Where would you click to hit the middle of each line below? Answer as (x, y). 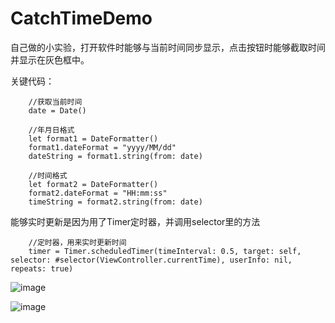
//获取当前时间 (55, 102)
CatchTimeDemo (81, 18)
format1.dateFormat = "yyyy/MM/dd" (102, 147)
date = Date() (57, 110)
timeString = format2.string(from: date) (115, 202)
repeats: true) (42, 268)
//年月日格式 (51, 130)
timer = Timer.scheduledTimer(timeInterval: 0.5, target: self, (165, 251)
